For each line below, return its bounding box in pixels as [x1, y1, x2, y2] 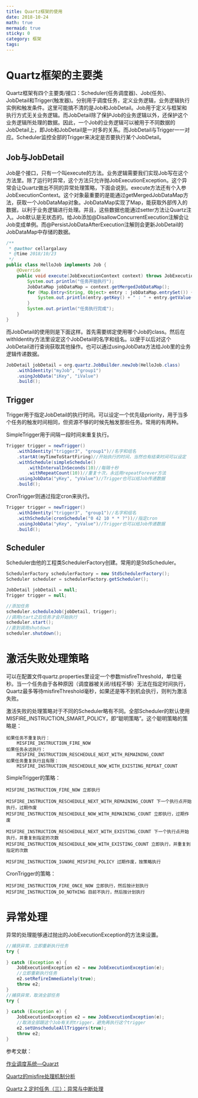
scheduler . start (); [6, 620, 54, 626]
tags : [6, 42, 19, 48]
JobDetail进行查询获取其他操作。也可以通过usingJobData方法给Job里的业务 [6, 343, 191, 350]
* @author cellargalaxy [8, 245, 67, 251]
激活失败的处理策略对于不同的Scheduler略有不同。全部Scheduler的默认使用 [6, 707, 190, 714]
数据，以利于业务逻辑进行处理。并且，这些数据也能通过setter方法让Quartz [6, 206, 187, 213]
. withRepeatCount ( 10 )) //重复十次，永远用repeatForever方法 [27, 470, 166, 476]
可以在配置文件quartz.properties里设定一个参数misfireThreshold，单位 [6, 673, 177, 680]
